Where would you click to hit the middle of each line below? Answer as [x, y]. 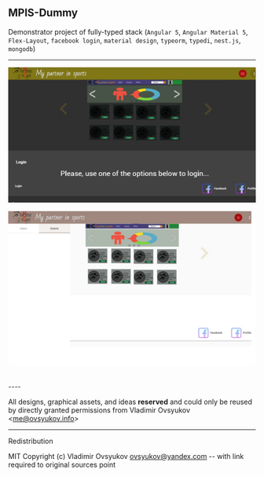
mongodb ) [22, 48]
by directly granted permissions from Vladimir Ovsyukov [99, 410]
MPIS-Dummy [43, 13]
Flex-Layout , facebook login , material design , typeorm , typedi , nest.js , [125, 40]
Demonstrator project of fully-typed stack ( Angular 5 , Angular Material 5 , [128, 31]
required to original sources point [62, 465]
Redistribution [31, 441]
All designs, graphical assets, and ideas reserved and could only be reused [130, 402]
